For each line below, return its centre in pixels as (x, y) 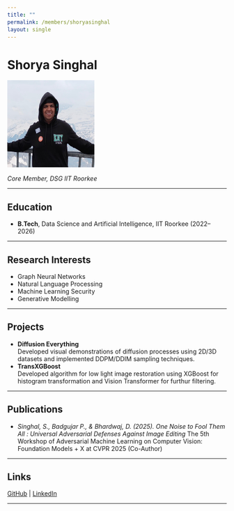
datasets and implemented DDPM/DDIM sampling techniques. (106, 358)
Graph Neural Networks (51, 276)
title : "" (22, 15)
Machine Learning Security (56, 291)
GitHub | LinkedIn (32, 494)
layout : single (29, 29)
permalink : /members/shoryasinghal (59, 22)
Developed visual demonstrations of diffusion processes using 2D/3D (117, 351)
